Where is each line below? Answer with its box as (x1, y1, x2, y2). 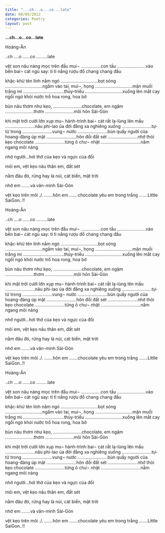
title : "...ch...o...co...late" (5, 7, 71, 12)
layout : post (5, 21, 32, 26)
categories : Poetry (5, 16, 45, 21)
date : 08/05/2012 (5, 12, 41, 17)
